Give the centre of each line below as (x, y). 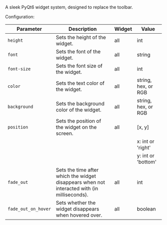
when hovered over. (79, 215)
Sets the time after (77, 170)
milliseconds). (72, 195)
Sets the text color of (80, 83)
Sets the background (80, 104)
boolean (146, 209)
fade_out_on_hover (29, 209)
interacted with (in (77, 189)
